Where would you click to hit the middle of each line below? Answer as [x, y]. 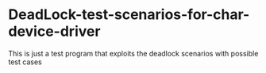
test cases [25, 62]
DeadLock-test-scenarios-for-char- [129, 15]
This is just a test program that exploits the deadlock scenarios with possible [133, 53]
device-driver [54, 31]
